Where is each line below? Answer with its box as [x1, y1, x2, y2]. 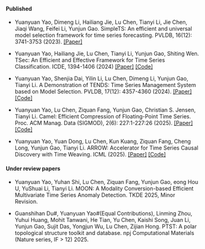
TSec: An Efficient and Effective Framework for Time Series [14, 56, 165, 64]
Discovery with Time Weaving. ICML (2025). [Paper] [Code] [14, 151, 166, 158]
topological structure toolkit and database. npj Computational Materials [14, 229, 195, 237]
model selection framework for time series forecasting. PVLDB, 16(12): [14, 31, 193, 39]
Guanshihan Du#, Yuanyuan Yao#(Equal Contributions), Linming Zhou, [14, 210, 193, 217]
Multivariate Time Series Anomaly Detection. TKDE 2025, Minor [14, 191, 176, 199]
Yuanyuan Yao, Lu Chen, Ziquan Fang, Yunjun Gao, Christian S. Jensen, [14, 106, 196, 113]
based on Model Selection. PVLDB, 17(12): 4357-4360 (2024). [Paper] [14, 88, 192, 95]
